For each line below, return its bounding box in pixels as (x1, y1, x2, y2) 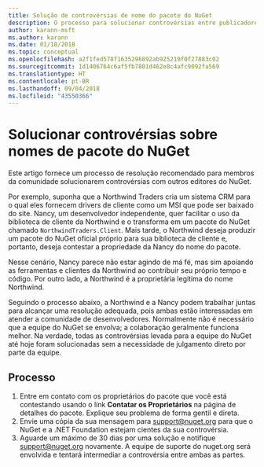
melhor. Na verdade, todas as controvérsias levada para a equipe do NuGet (8, 331, 252, 340)
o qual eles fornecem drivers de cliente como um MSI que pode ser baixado (8, 200, 254, 210)
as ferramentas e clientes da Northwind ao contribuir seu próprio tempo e (8, 266, 247, 275)
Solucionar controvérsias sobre (8, 126, 218, 144)
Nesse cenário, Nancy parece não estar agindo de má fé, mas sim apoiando (8, 257, 254, 267)
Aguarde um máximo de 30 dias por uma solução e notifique (19, 433, 216, 443)
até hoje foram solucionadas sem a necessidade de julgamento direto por (8, 340, 246, 349)
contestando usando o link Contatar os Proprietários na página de (19, 400, 236, 409)
